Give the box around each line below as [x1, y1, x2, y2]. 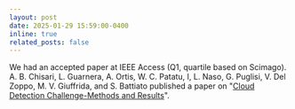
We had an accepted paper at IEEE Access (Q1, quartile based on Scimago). [9, 62, 287, 73]
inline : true [9, 29, 58, 38]
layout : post [9, 12, 58, 22]
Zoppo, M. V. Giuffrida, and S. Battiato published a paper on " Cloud [9, 81, 255, 91]
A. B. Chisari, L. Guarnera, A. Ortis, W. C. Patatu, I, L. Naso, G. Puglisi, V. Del [9, 72, 286, 82]
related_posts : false [9, 37, 90, 47]
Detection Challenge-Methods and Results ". [9, 90, 171, 101]
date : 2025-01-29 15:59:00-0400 [9, 21, 129, 30]
